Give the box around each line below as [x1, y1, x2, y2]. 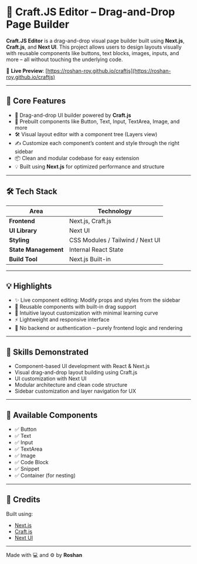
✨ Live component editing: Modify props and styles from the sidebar [14, 296, 181, 304]
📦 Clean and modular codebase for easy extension [14, 154, 140, 161]
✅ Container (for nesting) [14, 472, 76, 479]
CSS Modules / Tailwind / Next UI [69, 236, 161, 244]
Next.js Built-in [69, 255, 111, 263]
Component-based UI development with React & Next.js [14, 363, 150, 370]
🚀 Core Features [6, 96, 66, 106]
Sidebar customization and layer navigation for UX [14, 387, 137, 395]
